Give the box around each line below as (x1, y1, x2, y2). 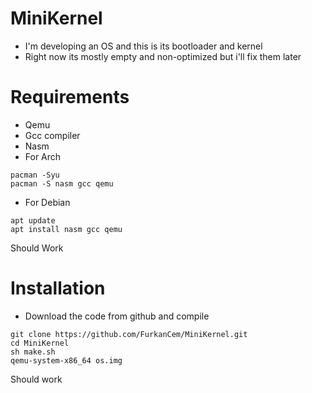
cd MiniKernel (10, 338, 70, 348)
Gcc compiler (24, 129, 81, 141)
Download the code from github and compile (24, 310, 210, 322)
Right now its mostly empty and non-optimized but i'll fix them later (24, 50, 302, 62)
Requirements (10, 86, 130, 109)
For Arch (24, 150, 62, 162)
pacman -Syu (10, 170, 60, 180)
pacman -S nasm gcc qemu (10, 178, 114, 189)
